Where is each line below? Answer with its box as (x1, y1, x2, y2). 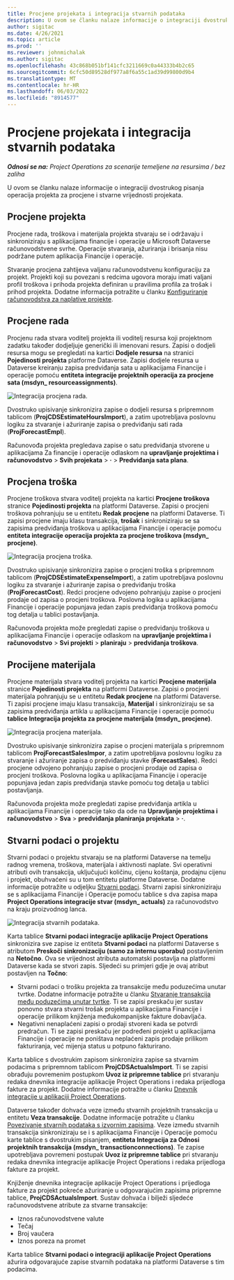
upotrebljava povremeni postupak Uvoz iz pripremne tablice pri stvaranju (7, 1150, 219, 1159)
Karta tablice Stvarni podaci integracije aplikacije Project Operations (7, 932, 209, 940)
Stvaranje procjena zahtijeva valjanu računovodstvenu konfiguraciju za (7, 265, 210, 273)
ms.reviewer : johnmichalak (7, 50, 86, 57)
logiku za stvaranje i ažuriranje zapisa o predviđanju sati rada (7, 420, 183, 428)
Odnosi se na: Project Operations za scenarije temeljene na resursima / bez (7, 162, 226, 171)
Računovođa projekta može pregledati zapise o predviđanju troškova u (7, 624, 210, 632)
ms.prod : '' (7, 43, 42, 50)
